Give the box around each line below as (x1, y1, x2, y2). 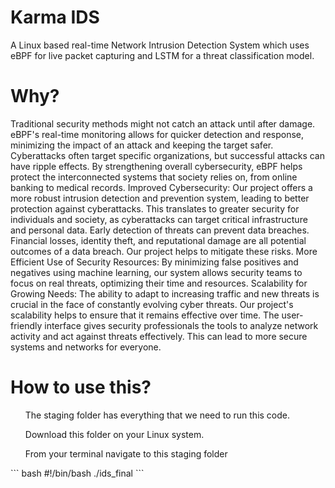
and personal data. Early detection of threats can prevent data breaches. (10, 224, 310, 236)
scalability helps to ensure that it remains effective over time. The (10, 309, 280, 321)
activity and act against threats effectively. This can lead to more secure (10, 330, 308, 342)
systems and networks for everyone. (10, 341, 162, 353)
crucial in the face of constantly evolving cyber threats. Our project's (10, 298, 294, 310)
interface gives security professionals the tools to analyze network (44, 319, 319, 331)
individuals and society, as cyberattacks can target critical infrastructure (10, 213, 308, 225)
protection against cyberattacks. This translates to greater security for (10, 202, 300, 215)
